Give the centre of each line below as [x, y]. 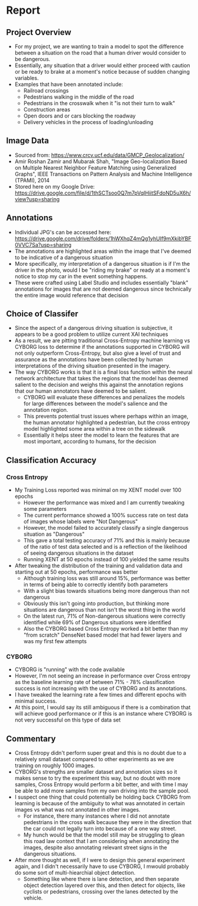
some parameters [45, 509]
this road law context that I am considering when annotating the [101, 841]
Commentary [31, 738]
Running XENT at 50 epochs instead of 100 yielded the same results [106, 560]
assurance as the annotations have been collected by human [89, 360]
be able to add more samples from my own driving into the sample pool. [102, 791]
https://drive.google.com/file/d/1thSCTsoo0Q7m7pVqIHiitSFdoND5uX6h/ [103, 193]
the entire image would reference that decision [72, 295]
